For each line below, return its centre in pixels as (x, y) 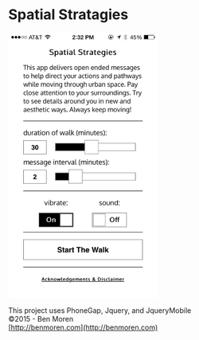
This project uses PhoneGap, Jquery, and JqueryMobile (100, 311)
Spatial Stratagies (68, 15)
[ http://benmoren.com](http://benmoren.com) (83, 327)
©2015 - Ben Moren (41, 319)
